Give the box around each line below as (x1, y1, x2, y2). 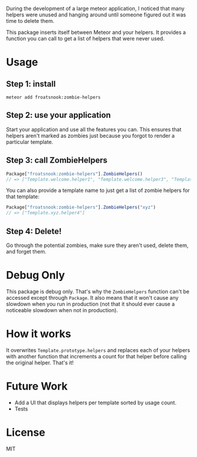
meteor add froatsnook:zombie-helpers (6, 94, 101, 100)
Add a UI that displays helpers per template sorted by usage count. (14, 399, 177, 406)
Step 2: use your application (6, 110, 111, 120)
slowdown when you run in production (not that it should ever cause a (6, 300, 175, 307)
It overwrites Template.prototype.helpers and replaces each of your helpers (6, 346, 191, 354)
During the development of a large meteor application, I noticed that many (6, 5, 185, 12)
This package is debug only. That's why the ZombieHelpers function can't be (6, 287, 189, 295)
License (6, 425, 46, 439)
